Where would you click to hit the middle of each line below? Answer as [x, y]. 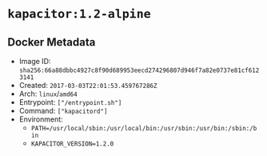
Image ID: [35, 61]
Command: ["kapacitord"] [63, 111]
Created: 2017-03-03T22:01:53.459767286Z [88, 85]
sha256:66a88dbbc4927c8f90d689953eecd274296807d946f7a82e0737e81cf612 [139, 70]
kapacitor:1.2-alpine [79, 14]
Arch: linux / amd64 [48, 94]
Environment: [41, 119]
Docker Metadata [52, 42]
